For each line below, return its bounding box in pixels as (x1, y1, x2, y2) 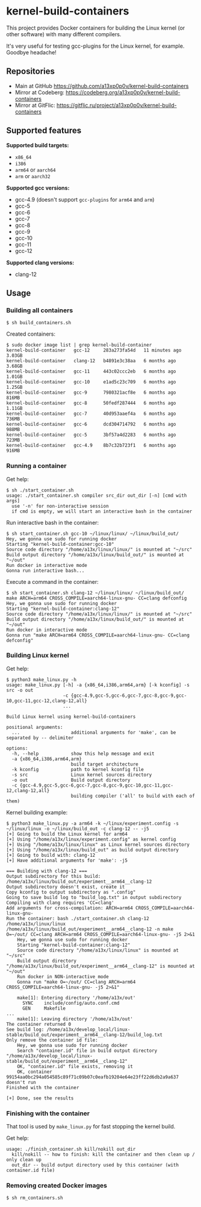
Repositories (6, 66, 55, 77)
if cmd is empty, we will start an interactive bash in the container (11, 508, 193, 514)
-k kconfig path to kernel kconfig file (11, 766, 144, 772)
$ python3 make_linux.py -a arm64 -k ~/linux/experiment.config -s (6, 820, 179, 827)
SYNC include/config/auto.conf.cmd (22, 1000, 120, 1006)
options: (6, 745, 28, 751)
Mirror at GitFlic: (14, 101, 55, 109)
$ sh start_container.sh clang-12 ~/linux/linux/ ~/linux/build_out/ (6, 590, 185, 596)
